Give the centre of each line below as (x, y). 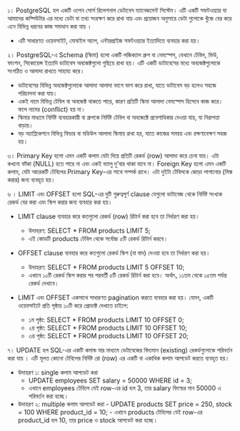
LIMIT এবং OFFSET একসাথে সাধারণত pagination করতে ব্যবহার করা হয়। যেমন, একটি (116, 298)
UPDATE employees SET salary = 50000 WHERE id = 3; (110, 380)
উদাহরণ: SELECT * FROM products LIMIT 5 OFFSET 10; (106, 267)
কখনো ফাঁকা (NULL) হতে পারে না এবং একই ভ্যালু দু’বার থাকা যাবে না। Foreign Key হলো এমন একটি (117, 164)
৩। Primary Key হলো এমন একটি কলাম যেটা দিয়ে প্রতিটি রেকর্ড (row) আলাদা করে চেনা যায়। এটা (113, 156)
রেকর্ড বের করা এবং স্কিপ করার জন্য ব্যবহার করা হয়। (60, 202)
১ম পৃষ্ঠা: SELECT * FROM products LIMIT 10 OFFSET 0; (106, 320)
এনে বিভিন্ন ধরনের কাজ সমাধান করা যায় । (50, 26)
